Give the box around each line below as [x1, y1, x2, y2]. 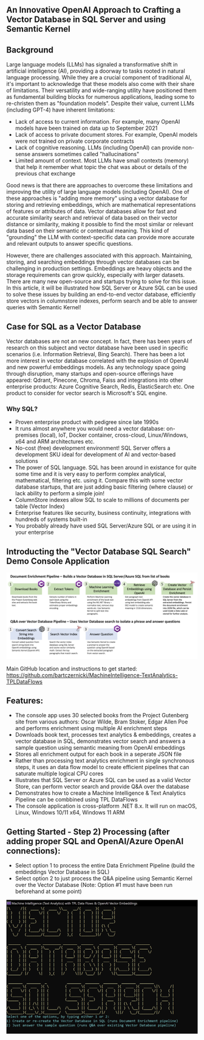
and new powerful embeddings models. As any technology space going [6, 364, 186, 371]
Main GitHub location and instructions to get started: [6, 665, 138, 672]
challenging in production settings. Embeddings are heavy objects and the [6, 265, 192, 272]
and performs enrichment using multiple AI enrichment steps [15, 725, 168, 732]
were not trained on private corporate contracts [15, 137, 135, 145]
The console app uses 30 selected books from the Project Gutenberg [15, 712, 189, 719]
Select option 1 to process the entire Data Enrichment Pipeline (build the [15, 862, 195, 869]
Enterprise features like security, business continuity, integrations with [15, 509, 191, 517]
